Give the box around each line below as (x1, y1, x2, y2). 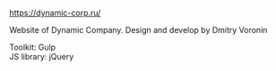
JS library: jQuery (9, 51, 74, 61)
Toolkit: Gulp (9, 42, 56, 52)
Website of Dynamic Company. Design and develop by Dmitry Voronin (9, 25, 268, 35)
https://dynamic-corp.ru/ (9, 8, 101, 18)
